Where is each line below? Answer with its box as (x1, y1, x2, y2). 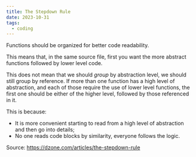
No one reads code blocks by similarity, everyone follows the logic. (14, 133, 180, 140)
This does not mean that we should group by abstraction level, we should (6, 71, 187, 78)
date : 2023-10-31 (6, 14, 50, 20)
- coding (11, 25, 33, 32)
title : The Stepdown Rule (6, 8, 71, 15)
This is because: (6, 108, 47, 115)
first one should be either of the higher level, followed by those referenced (6, 90, 189, 97)
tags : (6, 20, 20, 26)
